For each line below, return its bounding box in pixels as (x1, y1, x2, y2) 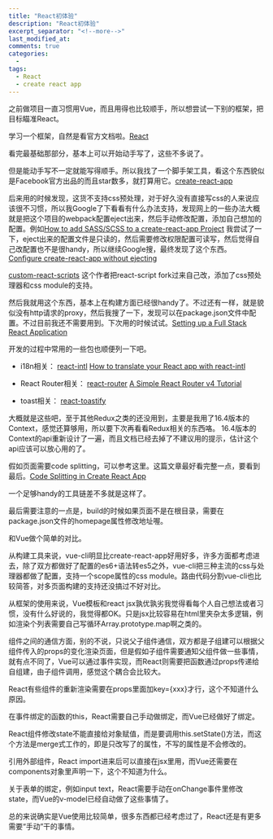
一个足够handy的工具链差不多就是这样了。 (8, 488, 150, 498)
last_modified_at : (8, 34, 71, 43)
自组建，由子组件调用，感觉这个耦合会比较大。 (8, 666, 165, 676)
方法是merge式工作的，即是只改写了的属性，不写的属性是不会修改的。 (15, 739, 251, 749)
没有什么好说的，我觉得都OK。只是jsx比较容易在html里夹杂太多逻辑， (22, 608, 257, 618)
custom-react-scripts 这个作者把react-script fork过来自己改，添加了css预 (8, 270, 255, 279)
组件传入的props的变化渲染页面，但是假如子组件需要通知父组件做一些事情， (8, 646, 262, 656)
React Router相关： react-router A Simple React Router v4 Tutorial (19, 378, 242, 388)
